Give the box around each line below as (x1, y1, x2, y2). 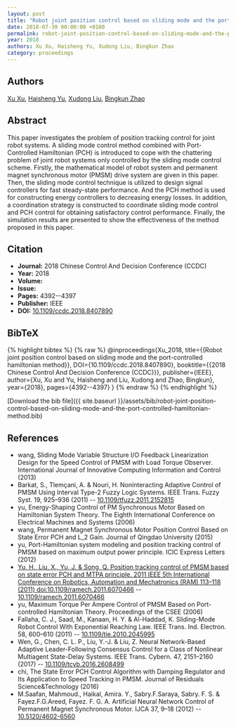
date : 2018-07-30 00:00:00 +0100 (7, 23, 105, 30)
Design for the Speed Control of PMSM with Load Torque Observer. (17, 458, 213, 466)
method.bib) (7, 412, 43, 420)
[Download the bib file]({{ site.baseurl (7, 397, 117, 405)
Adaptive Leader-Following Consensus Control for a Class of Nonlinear (17, 645, 223, 653)
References (7, 432, 59, 444)
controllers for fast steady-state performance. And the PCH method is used (7, 186, 225, 194)
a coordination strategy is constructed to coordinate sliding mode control (7, 200, 218, 209)
